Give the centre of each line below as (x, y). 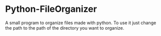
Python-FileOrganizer (51, 9)
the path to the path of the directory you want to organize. (65, 28)
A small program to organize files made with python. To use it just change (81, 23)
